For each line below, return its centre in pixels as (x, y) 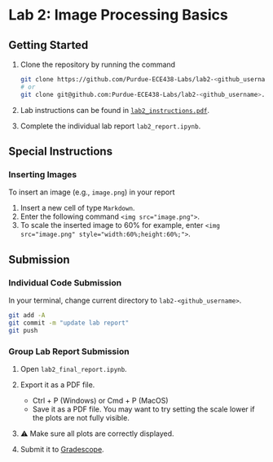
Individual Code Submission (65, 282)
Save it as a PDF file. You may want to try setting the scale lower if (143, 409)
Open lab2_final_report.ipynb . (74, 368)
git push (23, 330)
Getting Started (48, 45)
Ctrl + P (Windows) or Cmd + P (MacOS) (100, 400)
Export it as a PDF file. (57, 385)
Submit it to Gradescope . (62, 449)
